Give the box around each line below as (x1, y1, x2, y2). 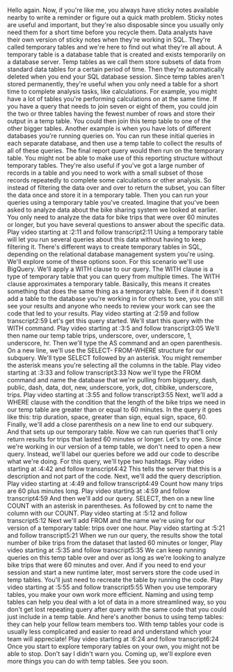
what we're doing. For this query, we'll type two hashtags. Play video (7, 458, 204, 465)
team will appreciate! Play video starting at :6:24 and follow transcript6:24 (7, 635, 219, 643)
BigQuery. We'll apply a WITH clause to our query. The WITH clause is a (7, 265, 214, 273)
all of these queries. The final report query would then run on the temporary (7, 146, 225, 155)
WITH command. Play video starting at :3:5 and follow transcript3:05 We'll (7, 324, 220, 332)
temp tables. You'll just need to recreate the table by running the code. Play (7, 576, 223, 584)
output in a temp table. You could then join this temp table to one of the (7, 117, 211, 125)
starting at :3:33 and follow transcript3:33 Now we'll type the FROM (7, 368, 201, 377)
